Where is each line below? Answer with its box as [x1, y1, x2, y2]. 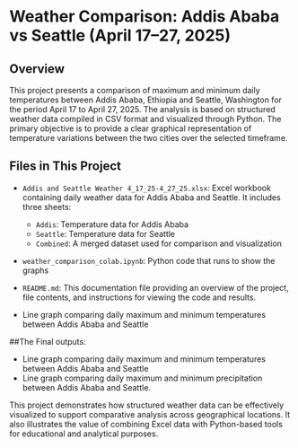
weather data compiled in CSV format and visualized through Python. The [9, 114, 282, 124]
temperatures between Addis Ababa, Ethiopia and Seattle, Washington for [9, 94, 283, 105]
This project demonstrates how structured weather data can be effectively [9, 400, 285, 410]
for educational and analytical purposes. [9, 428, 159, 439]
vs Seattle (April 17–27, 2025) [9, 25, 232, 46]
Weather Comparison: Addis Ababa [9, 6, 280, 27]
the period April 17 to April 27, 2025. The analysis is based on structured [9, 104, 276, 114]
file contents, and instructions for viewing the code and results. [22, 292, 257, 303]
